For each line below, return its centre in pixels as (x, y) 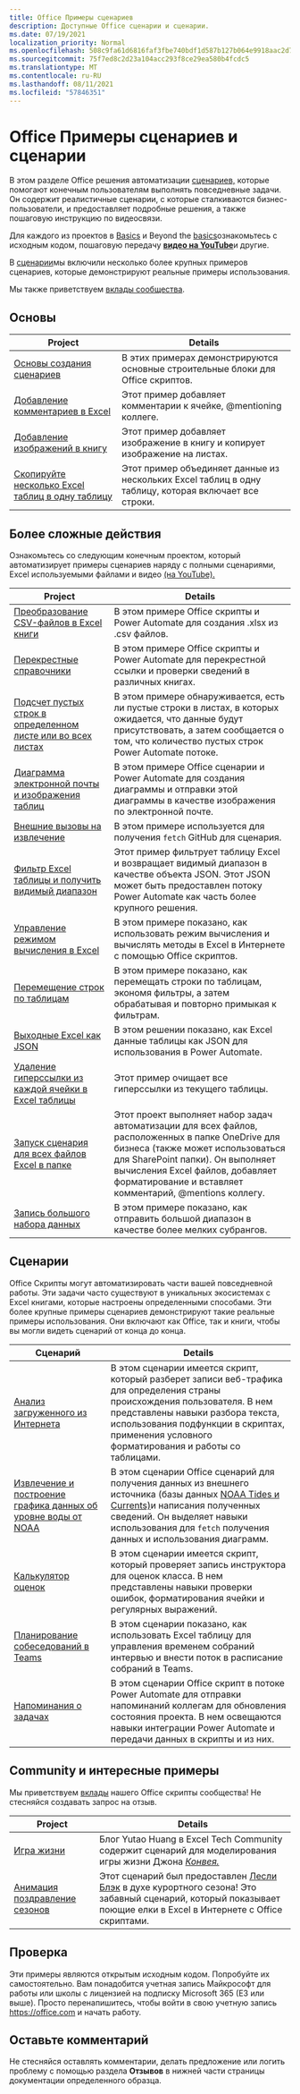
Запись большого (52, 1213)
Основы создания (53, 363)
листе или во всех (53, 736)
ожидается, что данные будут (179, 719)
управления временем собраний (183, 1646)
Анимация (36, 1886)
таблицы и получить (58, 880)
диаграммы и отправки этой (176, 790)
